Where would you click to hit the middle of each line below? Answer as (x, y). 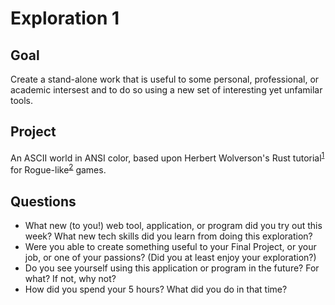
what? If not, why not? (70, 278)
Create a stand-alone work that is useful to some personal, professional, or (165, 79)
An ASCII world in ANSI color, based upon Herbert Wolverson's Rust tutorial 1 (167, 157)
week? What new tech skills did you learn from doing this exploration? (168, 236)
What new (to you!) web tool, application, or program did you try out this (173, 225)
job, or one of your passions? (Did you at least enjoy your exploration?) (170, 257)
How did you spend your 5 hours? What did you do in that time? (156, 289)
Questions (43, 201)
